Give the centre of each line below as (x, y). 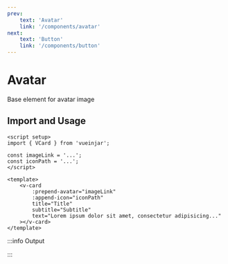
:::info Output (26, 240)
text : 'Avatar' (42, 20)
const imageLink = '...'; (44, 155)
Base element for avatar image (51, 99)
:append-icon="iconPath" (68, 197)
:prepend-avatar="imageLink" (74, 191)
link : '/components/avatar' (60, 26)
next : (15, 33)
